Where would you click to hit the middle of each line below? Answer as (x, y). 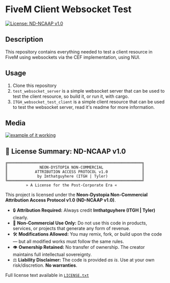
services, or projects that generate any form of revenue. (72, 229)
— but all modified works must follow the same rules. (68, 242)
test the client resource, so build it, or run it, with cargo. (71, 96)
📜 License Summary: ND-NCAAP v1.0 (66, 151)
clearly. (20, 218)
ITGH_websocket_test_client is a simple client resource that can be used (89, 102)
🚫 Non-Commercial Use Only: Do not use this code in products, (80, 223)
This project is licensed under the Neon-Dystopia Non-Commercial (77, 195)
